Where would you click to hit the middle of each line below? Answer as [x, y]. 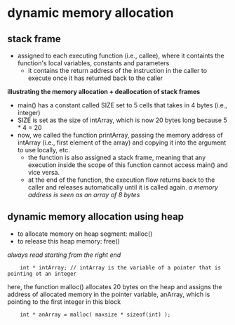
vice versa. [44, 172]
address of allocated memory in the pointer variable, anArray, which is [109, 294]
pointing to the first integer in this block [64, 301]
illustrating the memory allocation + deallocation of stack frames [104, 92]
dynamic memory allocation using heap [96, 217]
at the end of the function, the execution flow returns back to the [121, 180]
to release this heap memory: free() [69, 241]
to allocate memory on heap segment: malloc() [85, 234]
